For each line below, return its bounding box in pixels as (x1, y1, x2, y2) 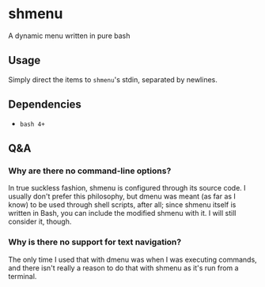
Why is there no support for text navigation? (8, 236, 182, 247)
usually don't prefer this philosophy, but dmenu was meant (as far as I (8, 191, 236, 202)
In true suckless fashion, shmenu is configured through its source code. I (8, 183, 247, 193)
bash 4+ (19, 120, 45, 128)
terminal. (8, 271, 37, 281)
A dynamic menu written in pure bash (8, 31, 131, 40)
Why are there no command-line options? (8, 165, 172, 176)
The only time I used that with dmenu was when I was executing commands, (8, 255, 257, 264)
